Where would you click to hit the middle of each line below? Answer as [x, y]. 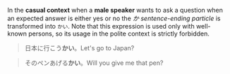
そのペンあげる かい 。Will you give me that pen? [94, 63]
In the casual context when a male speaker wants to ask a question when [115, 10]
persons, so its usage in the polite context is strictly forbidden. [119, 34]
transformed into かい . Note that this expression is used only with [101, 26]
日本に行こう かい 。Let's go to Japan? [79, 48]
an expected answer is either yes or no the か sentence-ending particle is [114, 18]
